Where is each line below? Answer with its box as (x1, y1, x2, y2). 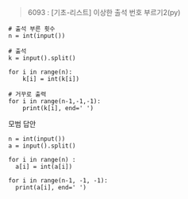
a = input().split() (8, 142, 77, 150)
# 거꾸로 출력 (8, 90, 47, 98)
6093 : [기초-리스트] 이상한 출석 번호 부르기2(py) (27, 8, 181, 17)
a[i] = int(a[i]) (15, 163, 73, 170)
